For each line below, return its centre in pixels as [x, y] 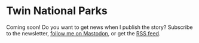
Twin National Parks [57, 11]
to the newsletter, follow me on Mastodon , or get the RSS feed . [83, 33]
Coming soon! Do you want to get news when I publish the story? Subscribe [99, 27]
